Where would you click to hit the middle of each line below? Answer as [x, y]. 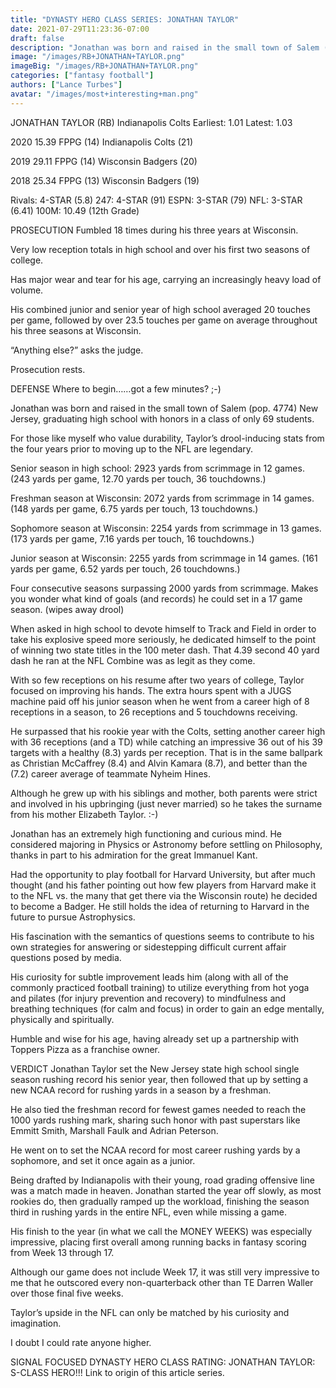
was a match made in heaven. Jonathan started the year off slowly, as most [166, 1190]
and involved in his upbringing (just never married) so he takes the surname [166, 803]
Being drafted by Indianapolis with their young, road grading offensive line [162, 1180]
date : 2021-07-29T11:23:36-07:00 [80, 29]
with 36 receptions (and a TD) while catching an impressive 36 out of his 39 [166, 742]
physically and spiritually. [62, 1019]
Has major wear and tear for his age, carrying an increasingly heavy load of [166, 279]
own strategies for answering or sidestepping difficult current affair [148, 947]
